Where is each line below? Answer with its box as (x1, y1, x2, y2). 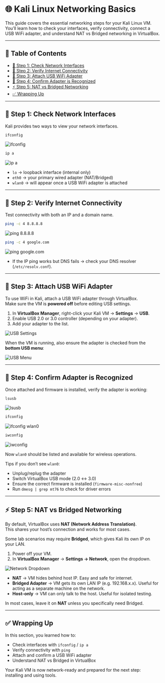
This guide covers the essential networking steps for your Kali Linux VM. (5, 20, 152, 26)
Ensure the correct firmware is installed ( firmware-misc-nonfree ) (12, 481, 142, 487)
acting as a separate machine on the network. (12, 585, 105, 591)
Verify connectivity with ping (12, 647, 70, 653)
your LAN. (5, 541, 26, 547)
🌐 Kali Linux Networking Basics (5, 3, 136, 15)
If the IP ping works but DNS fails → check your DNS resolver (12, 258, 137, 264)
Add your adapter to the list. (12, 321, 69, 326)
